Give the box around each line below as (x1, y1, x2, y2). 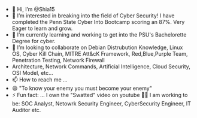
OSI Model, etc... (11, 69, 54, 76)
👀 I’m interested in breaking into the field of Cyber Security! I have (11, 12, 175, 19)
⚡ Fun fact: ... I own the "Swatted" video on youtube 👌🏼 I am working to (11, 92, 188, 98)
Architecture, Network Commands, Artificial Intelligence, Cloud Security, (11, 63, 190, 70)
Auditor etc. (11, 107, 41, 113)
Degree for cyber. (11, 38, 56, 44)
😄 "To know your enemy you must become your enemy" (11, 84, 153, 92)
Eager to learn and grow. (11, 25, 73, 32)
